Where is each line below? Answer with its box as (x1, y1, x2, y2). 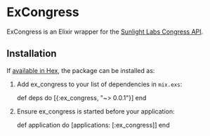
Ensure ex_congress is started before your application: (16, 107, 175, 116)
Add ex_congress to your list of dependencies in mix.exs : (16, 80, 183, 88)
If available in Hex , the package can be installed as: (6, 66, 155, 74)
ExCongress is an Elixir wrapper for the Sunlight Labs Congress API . (6, 27, 204, 36)
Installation (6, 48, 57, 60)
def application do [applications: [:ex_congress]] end (16, 121, 170, 129)
